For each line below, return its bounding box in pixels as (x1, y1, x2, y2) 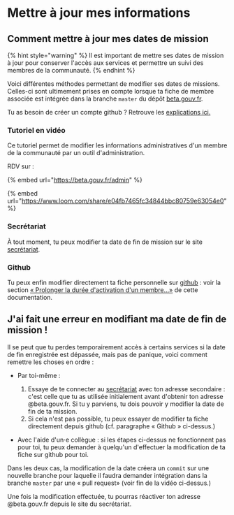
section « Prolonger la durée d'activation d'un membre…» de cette (7, 285, 198, 294)
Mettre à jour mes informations (7, 5, 191, 21)
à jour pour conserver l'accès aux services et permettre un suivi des (7, 59, 204, 67)
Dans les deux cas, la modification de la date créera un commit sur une (7, 463, 210, 472)
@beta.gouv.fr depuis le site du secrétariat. (7, 500, 132, 508)
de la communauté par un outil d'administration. (7, 149, 145, 157)
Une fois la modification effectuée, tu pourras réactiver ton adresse (7, 492, 201, 500)
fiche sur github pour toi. (17, 450, 89, 458)
